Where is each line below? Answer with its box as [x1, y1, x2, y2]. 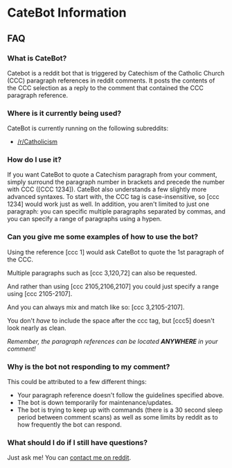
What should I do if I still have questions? [7, 437, 148, 447]
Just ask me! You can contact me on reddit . [7, 453, 132, 462]
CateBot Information [7, 5, 127, 21]
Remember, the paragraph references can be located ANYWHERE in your [7, 337, 218, 345]
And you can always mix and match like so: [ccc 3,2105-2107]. [7, 303, 185, 311]
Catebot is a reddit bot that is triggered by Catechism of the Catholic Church [7, 69, 225, 77]
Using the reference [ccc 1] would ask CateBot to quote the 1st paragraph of [7, 248, 224, 256]
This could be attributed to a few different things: [7, 378, 147, 386]
